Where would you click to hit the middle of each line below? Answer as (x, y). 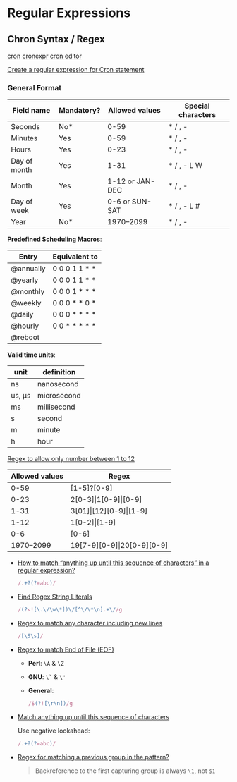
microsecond (59, 396)
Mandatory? (80, 111)
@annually (28, 269)
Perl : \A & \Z (46, 663)
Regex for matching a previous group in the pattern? (93, 757)
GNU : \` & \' (47, 677)
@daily (22, 314)
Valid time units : (31, 355)
